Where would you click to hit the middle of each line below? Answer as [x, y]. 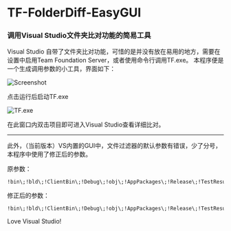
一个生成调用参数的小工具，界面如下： [61, 69]
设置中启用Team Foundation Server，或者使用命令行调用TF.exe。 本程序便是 [115, 60]
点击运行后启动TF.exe [38, 97]
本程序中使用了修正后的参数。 [49, 154]
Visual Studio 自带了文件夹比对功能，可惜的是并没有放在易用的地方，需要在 [114, 52]
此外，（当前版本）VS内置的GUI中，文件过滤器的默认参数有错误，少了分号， [114, 146]
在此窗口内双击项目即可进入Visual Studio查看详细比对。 [86, 124]
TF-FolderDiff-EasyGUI [74, 13]
